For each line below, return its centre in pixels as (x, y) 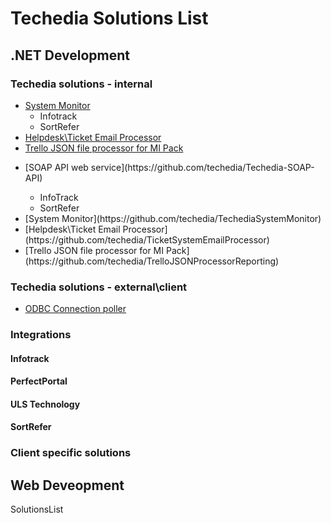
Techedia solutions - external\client (99, 287)
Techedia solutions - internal (81, 84)
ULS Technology (45, 404)
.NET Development (70, 55)
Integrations (41, 335)
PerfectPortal (39, 381)
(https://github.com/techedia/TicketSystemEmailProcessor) (147, 239)
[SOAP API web (56, 167)
